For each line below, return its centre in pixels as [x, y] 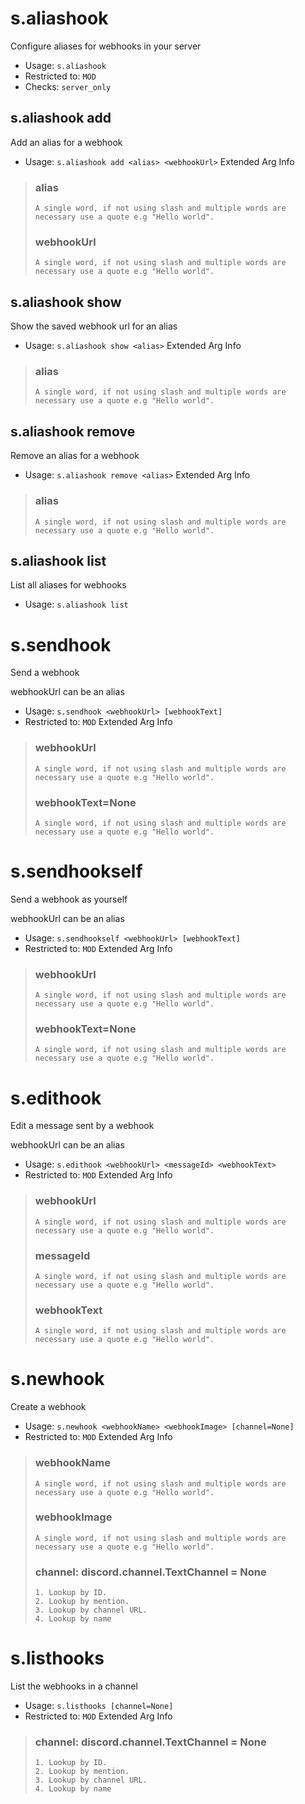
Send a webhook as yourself [69, 899]
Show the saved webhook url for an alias [94, 326]
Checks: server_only [68, 86]
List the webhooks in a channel [74, 1686]
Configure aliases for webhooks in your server [106, 46]
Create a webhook [48, 1407]
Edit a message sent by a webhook [82, 1126]
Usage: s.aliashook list [76, 604]
